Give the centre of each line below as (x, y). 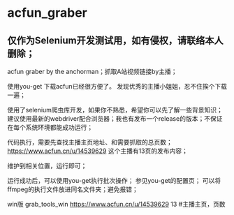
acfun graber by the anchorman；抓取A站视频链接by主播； (92, 72)
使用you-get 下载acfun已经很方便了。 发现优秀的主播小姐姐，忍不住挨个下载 (117, 86)
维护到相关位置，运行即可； (47, 166)
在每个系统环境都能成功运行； (50, 127)
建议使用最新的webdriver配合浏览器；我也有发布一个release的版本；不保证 (115, 119)
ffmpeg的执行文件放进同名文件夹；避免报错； (73, 189)
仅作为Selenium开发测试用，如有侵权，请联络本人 (115, 40)
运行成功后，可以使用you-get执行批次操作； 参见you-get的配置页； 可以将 (114, 180)
